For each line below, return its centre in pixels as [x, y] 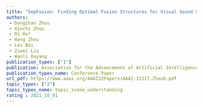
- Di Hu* [20, 34]
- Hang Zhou [24, 40]
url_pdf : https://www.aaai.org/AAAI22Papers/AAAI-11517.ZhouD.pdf [92, 79]
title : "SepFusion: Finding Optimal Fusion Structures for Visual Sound [100, 12]
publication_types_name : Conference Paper [60, 73]
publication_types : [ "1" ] [39, 62]
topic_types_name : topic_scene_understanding [64, 90]
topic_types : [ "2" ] [31, 85]
